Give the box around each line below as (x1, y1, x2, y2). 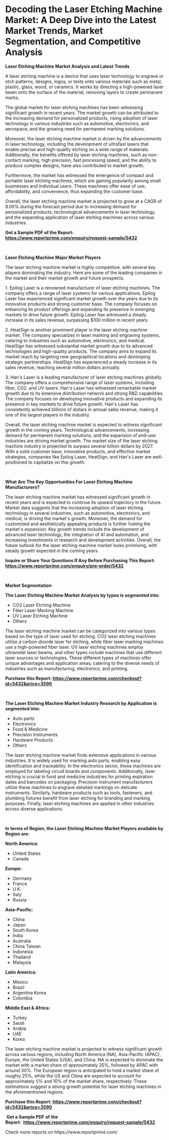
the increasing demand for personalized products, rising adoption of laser (5, 115, 158, 121)
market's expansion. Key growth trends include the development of (5, 526, 144, 532)
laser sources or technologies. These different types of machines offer (5, 655, 152, 661)
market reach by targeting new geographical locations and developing (5, 353, 151, 359)
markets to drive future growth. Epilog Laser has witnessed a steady (5, 311, 147, 317)
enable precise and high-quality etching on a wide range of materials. (5, 146, 149, 152)
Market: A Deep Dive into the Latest (5, 14, 157, 26)
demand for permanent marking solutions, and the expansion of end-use (5, 432, 156, 438)
